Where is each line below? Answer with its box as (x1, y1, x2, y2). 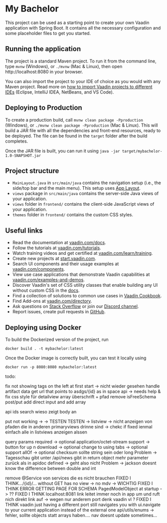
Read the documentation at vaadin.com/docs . (12, 240, 106, 246)
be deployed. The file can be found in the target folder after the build (5, 133, 148, 139)
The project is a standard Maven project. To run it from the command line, (5, 58, 157, 64)
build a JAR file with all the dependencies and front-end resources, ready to (5, 127, 161, 133)
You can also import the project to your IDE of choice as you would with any (5, 78, 161, 84)
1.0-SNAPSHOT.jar (5, 153, 41, 158)
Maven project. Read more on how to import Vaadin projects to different (5, 84, 153, 90)
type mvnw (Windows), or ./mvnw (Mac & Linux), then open (5, 63, 123, 69)
